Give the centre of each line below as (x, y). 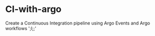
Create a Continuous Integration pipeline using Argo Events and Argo (78, 23)
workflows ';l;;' (21, 28)
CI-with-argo (33, 9)
